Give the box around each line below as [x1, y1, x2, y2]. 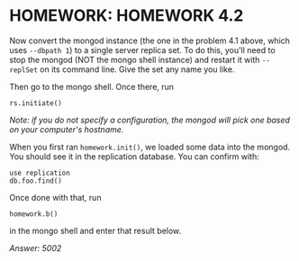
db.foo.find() [9, 176, 63, 185]
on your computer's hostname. [9, 123, 124, 135]
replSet [9, 65, 39, 75]
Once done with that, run [9, 192, 102, 202]
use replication [9, 168, 70, 177]
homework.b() [9, 209, 59, 219]
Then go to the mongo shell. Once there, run [9, 81, 174, 92]
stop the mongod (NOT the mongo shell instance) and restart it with [9, 54, 260, 65]
